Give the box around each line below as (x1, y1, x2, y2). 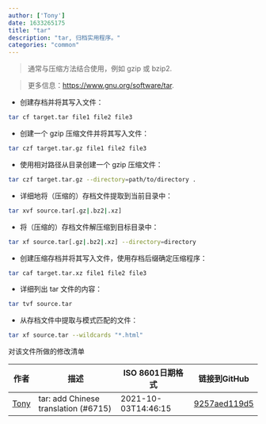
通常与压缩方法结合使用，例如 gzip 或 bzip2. (27, 64, 173, 74)
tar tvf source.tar (8, 300, 73, 308)
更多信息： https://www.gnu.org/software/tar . (27, 81, 174, 90)
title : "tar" (8, 26, 51, 34)
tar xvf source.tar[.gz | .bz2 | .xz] (8, 207, 123, 215)
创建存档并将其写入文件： (19, 97, 104, 107)
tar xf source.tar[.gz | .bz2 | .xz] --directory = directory (8, 238, 196, 246)
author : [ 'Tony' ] (8, 11, 66, 20)
